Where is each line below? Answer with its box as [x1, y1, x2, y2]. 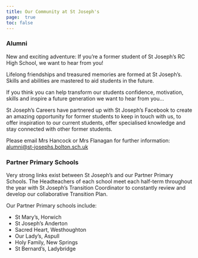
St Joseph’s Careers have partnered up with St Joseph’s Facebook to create [6, 106, 193, 114]
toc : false [6, 20, 33, 26]
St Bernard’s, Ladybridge [14, 245, 76, 252]
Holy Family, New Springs [14, 238, 78, 246]
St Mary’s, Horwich [14, 213, 62, 221]
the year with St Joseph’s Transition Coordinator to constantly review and [6, 184, 186, 191]
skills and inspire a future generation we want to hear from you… [6, 95, 165, 102]
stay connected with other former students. [6, 125, 113, 133]
